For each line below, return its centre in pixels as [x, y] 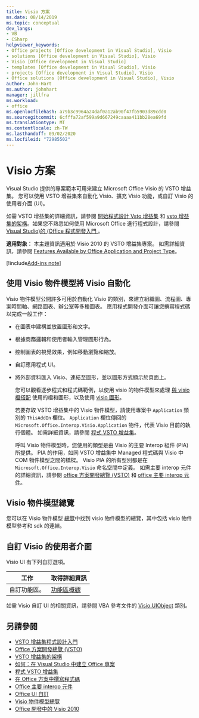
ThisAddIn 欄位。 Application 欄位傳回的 [77, 417]
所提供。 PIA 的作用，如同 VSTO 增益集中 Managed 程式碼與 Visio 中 [99, 452]
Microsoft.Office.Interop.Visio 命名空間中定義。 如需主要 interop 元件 [103, 467]
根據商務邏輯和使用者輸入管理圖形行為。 [64, 339]
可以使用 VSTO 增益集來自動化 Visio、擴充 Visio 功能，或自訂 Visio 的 [108, 196]
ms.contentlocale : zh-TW [37, 128]
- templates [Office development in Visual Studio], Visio [81, 67]
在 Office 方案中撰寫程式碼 [47, 679]
